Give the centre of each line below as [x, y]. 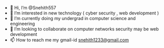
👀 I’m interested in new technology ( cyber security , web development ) [84, 13]
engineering [22, 23]
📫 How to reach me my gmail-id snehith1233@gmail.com [69, 40]
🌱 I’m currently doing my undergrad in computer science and [73, 18]
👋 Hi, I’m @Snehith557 [33, 8]
